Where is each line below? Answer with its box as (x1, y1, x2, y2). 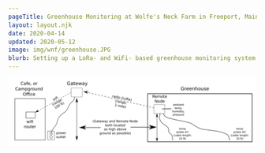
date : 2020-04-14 (8, 29, 65, 37)
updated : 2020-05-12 (8, 38, 77, 46)
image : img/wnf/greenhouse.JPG (8, 46, 111, 54)
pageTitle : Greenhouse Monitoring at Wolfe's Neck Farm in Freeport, (8, 13, 242, 21)
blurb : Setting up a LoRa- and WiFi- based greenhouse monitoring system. (8, 54, 259, 62)
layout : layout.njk (8, 21, 73, 29)
